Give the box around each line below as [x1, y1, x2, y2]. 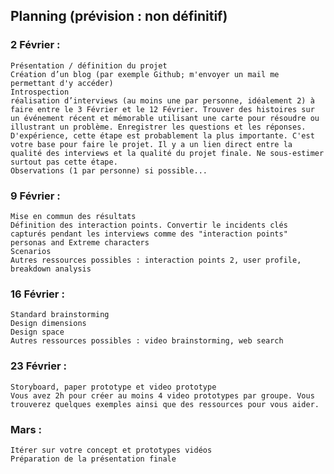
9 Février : [10, 189, 61, 203]
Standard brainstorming [10, 310, 110, 320]
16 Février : [10, 287, 65, 301]
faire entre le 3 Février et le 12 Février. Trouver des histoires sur [10, 104, 315, 114]
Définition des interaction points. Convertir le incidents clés [10, 220, 288, 230]
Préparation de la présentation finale [10, 454, 177, 464]
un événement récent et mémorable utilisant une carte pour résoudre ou [10, 113, 320, 123]
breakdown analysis [10, 264, 92, 274]
